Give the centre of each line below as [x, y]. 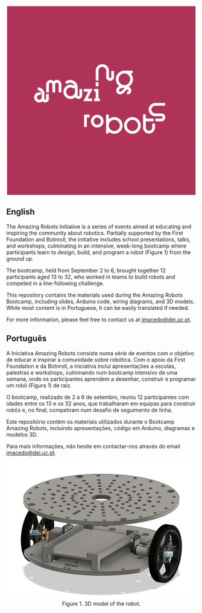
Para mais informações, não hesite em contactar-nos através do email [93, 446]
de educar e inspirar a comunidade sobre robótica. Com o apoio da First [96, 359]
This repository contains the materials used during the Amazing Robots [94, 295]
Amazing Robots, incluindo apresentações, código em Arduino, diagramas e [100, 428]
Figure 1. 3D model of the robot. [101, 604]
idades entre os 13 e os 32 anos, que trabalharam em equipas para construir [101, 403]
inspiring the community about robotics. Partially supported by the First [95, 233]
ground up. [20, 258]
